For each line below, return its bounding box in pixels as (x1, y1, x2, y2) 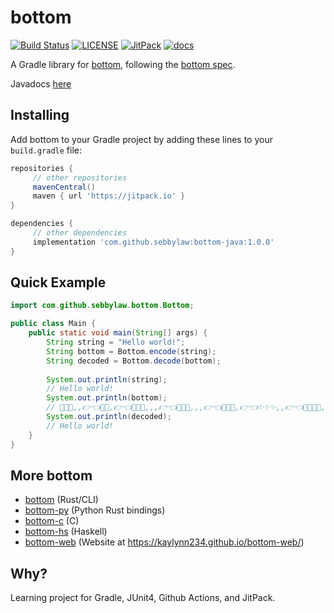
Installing (10, 107, 70, 124)
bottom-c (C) (24, 515, 80, 527)
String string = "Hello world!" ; (46, 337, 186, 348)
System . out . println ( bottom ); (46, 393, 168, 403)
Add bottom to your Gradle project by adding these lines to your (10, 133, 273, 145)
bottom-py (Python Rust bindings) (24, 504, 166, 516)
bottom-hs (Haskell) (24, 526, 108, 538)
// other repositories (32, 172, 128, 183)
